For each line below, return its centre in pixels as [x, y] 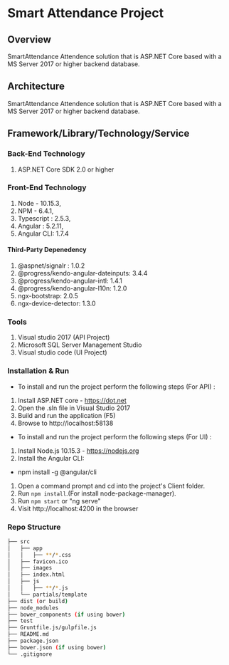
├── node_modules [33, 608]
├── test [20, 621]
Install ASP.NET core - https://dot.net [72, 400]
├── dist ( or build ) [38, 601]
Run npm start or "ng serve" [59, 501]
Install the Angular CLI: [51, 458]
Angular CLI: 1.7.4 [43, 234]
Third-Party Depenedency [47, 250]
